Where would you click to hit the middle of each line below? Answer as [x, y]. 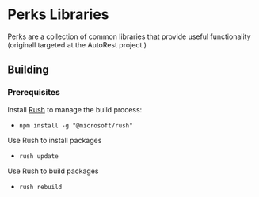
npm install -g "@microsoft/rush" [76, 125]
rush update [38, 156]
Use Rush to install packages [55, 140]
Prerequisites [34, 93]
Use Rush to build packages [53, 171]
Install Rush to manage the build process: [75, 109]
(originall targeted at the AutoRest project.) [77, 44]
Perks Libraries [58, 15]
